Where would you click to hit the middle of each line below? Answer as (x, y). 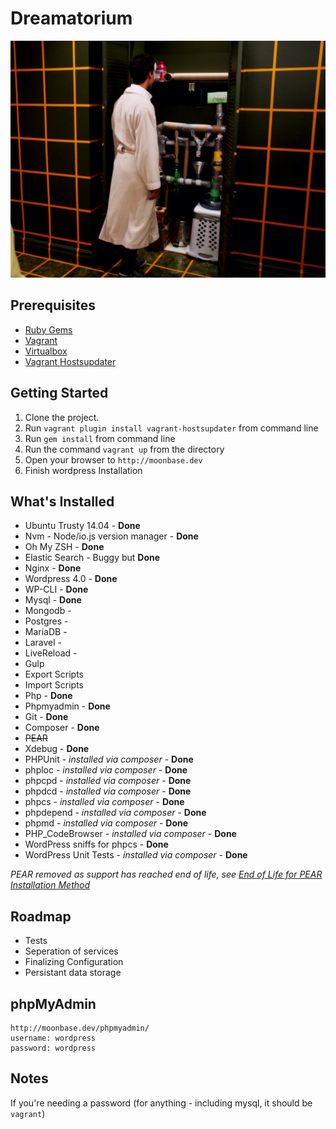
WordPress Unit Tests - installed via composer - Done (136, 855)
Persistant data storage (73, 973)
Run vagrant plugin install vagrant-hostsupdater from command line (171, 428)
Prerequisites (53, 305)
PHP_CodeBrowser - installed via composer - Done (130, 834)
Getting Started (59, 393)
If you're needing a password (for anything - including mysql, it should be (161, 1103)
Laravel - (43, 643)
